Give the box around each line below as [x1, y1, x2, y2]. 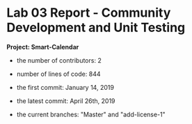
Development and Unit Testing [6, 20, 186, 36]
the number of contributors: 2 [16, 56, 102, 64]
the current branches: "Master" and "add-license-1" [16, 110, 166, 118]
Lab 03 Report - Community [6, 5, 171, 21]
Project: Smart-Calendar [6, 42, 79, 51]
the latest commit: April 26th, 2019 [16, 96, 115, 105]
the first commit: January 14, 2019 [16, 83, 114, 91]
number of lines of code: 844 [16, 70, 101, 78]
